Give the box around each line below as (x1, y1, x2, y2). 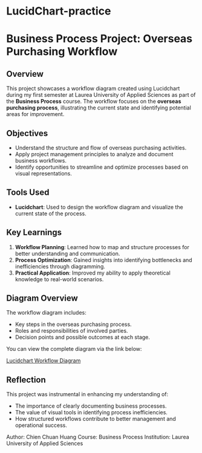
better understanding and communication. (15, 250, 120, 257)
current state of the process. (15, 210, 86, 217)
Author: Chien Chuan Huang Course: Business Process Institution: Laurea (6, 434, 189, 441)
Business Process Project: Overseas (6, 32, 193, 46)
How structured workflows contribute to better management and (15, 416, 177, 423)
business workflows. (15, 157, 67, 164)
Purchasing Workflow (6, 45, 118, 59)
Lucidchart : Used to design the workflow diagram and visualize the (15, 203, 183, 210)
